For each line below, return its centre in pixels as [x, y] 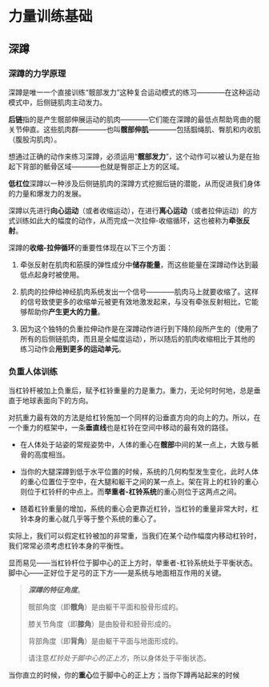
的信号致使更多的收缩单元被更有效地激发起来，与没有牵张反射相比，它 [136, 301]
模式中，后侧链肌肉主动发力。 [57, 102]
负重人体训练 [33, 371]
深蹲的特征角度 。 [56, 590]
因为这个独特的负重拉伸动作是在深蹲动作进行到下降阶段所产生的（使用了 [139, 329]
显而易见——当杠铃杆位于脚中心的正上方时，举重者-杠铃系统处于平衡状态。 [133, 563]
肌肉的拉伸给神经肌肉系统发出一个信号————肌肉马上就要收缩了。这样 [139, 291]
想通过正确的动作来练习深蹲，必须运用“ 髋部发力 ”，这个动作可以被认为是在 [131, 156]
